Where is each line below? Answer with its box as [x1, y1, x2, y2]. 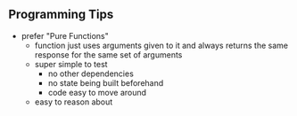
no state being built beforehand [47, 77, 164, 88]
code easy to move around [47, 87, 147, 97]
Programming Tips [8, 7, 114, 22]
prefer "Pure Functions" [21, 30, 109, 41]
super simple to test [34, 58, 108, 69]
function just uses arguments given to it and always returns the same [34, 40, 289, 50]
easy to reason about [34, 97, 113, 107]
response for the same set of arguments [34, 49, 183, 60]
